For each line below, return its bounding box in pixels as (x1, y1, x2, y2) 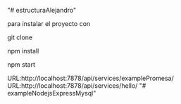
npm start (7, 60, 36, 69)
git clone (7, 33, 33, 41)
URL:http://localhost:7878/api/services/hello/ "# (7, 82, 146, 90)
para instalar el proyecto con (7, 20, 91, 27)
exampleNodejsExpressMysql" (7, 89, 96, 97)
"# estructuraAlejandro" (7, 6, 77, 14)
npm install (7, 47, 39, 55)
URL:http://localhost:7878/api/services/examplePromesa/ (7, 74, 174, 82)
